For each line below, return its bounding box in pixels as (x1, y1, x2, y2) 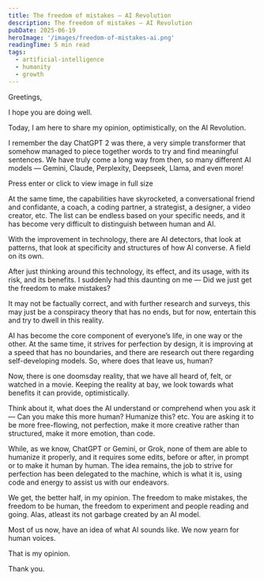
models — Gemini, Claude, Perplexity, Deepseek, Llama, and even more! (8, 163, 243, 172)
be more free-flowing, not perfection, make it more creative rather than (8, 420, 239, 429)
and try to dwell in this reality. (8, 315, 104, 325)
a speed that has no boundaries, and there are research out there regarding (8, 347, 255, 357)
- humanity (15, 63, 51, 71)
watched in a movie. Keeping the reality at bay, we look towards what (8, 379, 234, 389)
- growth (15, 70, 44, 78)
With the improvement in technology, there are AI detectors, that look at (8, 234, 241, 243)
